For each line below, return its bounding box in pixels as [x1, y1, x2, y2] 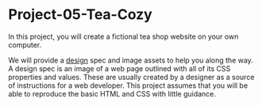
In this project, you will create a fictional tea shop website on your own [8, 32, 239, 41]
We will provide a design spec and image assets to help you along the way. [8, 55, 254, 65]
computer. [8, 40, 42, 49]
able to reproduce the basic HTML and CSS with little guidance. [8, 89, 217, 98]
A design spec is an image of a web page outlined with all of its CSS [8, 63, 231, 73]
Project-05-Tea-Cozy [8, 6, 152, 24]
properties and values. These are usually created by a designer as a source [8, 72, 255, 81]
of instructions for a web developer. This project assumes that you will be [8, 81, 249, 90]
